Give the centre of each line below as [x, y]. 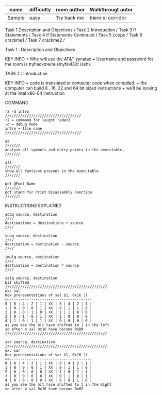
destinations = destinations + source [44, 223]
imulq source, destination [32, 257]
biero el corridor [108, 18]
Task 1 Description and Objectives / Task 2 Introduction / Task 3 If [71, 30]
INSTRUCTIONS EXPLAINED [33, 206]
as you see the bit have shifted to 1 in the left [57, 325]
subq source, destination [31, 236]
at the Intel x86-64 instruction [35, 93]
